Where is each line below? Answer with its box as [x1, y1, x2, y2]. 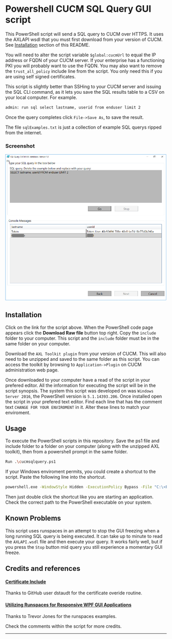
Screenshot [5, 142, 35, 149]
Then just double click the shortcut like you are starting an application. [5, 494, 154, 500]
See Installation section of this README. [5, 42, 90, 48]
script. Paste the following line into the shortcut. [5, 474, 106, 480]
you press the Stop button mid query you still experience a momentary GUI [5, 544, 163, 550]
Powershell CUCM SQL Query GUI [5, 3, 152, 15]
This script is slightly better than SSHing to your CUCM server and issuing [5, 83, 161, 90]
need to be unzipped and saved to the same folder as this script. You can [5, 356, 160, 362]
